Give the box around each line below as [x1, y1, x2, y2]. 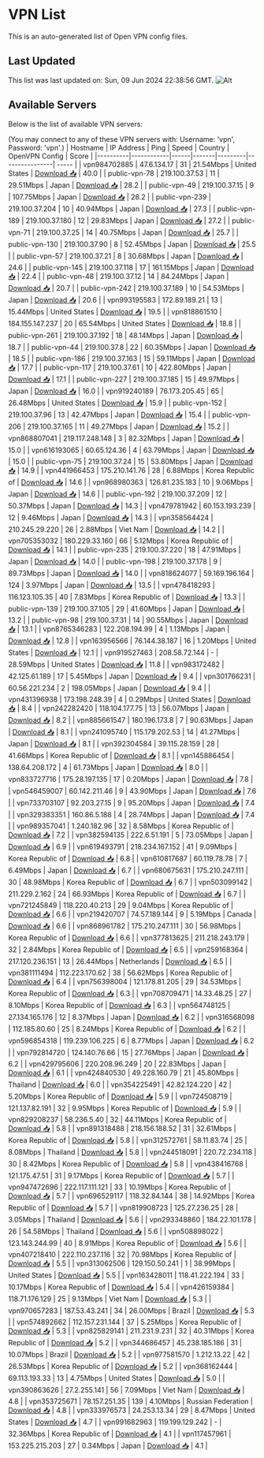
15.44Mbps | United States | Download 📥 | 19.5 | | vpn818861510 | [8, 307, 222, 316]
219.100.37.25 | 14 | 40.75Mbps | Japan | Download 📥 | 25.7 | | [35, 227, 239, 237]
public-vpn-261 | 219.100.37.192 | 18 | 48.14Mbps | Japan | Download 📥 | [8, 330, 243, 340]
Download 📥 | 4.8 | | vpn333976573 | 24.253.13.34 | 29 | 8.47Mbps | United [8, 1405, 255, 1415]
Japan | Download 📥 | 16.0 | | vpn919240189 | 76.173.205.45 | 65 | [8, 386, 224, 396]
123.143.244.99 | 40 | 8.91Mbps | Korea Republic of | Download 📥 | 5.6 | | [8, 1238, 247, 1248]
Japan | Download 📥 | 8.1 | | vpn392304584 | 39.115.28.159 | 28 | [8, 738, 219, 748]
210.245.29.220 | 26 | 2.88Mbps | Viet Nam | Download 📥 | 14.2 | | [8, 524, 225, 534]
